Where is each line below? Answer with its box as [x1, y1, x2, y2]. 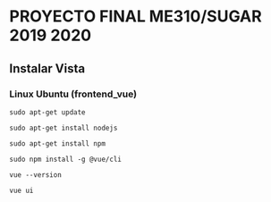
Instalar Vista [9, 61, 86, 76]
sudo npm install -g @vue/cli [9, 155, 123, 164]
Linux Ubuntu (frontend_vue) [9, 88, 137, 100]
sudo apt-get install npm [9, 139, 106, 148]
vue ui [9, 186, 34, 195]
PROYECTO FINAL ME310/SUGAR [9, 6, 262, 27]
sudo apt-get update [9, 107, 87, 117]
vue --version [9, 170, 63, 180]
